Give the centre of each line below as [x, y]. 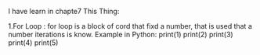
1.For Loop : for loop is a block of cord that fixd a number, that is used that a [130, 26]
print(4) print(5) [33, 43]
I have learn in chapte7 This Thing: [64, 11]
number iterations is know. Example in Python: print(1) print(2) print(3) [121, 34]
